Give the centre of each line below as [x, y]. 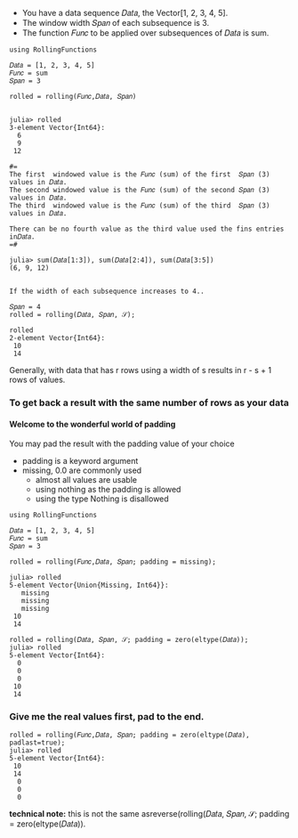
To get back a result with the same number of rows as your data [149, 403]
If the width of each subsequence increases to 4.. [107, 291]
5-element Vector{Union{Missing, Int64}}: [89, 586]
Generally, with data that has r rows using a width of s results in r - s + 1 [141, 370]
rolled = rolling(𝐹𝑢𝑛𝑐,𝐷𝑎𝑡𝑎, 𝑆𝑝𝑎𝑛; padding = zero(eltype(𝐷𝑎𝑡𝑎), [130, 735]
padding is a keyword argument [80, 461]
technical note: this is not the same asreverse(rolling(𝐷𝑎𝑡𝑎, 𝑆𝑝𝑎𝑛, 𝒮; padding [149, 814]
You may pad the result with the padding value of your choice [122, 443]
